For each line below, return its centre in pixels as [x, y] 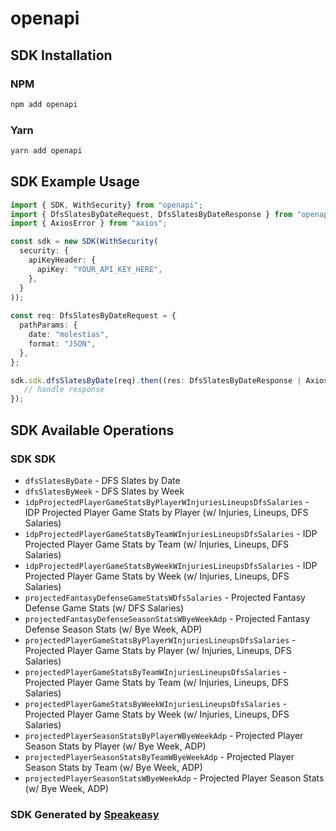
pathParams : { [48, 325]
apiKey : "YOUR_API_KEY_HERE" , [99, 269]
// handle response [64, 390]
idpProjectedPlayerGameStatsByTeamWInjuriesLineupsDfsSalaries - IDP [171, 533]
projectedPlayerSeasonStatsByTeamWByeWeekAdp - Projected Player [159, 756]
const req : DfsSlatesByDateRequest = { [93, 316]
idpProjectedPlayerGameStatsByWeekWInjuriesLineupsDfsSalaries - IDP [171, 565]
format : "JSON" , [62, 343]
